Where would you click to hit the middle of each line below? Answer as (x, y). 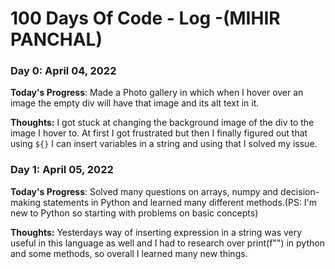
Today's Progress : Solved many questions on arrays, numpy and (144, 191)
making (26, 202)
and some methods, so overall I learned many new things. (129, 253)
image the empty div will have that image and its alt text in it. (135, 103)
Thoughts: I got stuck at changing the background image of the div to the (162, 123)
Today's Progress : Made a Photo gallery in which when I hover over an (157, 93)
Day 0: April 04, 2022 (63, 71)
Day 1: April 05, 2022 (62, 170)
